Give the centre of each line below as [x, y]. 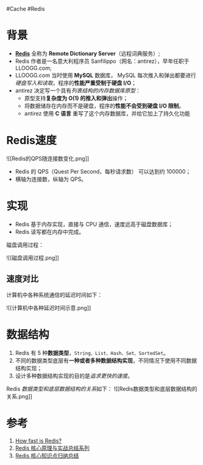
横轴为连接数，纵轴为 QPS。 [51, 179]
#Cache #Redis [26, 9]
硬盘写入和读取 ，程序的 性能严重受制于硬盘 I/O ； [76, 82]
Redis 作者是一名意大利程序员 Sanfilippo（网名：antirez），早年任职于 [102, 61]
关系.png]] [19, 396]
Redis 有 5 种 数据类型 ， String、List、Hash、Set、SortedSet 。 [92, 353]
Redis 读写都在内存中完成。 [50, 232]
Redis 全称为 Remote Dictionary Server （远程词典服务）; [87, 53]
